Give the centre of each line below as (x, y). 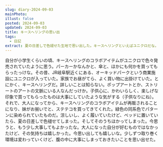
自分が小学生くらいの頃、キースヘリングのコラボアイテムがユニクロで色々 (79, 60)
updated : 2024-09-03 (26, 28)
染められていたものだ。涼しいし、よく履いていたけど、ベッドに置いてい (86, 115)
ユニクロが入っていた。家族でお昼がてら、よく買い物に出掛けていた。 (84, 78)
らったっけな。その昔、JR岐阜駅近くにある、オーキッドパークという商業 (78, 72)
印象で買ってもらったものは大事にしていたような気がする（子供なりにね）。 (81, 97)
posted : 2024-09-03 (25, 23)
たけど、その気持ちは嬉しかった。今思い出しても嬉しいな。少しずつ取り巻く (82, 133)
